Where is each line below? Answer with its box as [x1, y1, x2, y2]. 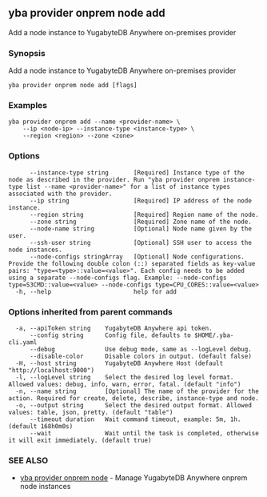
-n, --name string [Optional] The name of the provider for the [15, 387, 260, 395]
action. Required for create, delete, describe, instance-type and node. [8, 395, 260, 403]
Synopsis [8, 47, 46, 58]
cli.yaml [8, 339, 38, 347]
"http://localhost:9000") [8, 367, 94, 375]
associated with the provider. [8, 190, 113, 198]
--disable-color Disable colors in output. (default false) [29, 352, 252, 360]
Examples [8, 100, 48, 111]
